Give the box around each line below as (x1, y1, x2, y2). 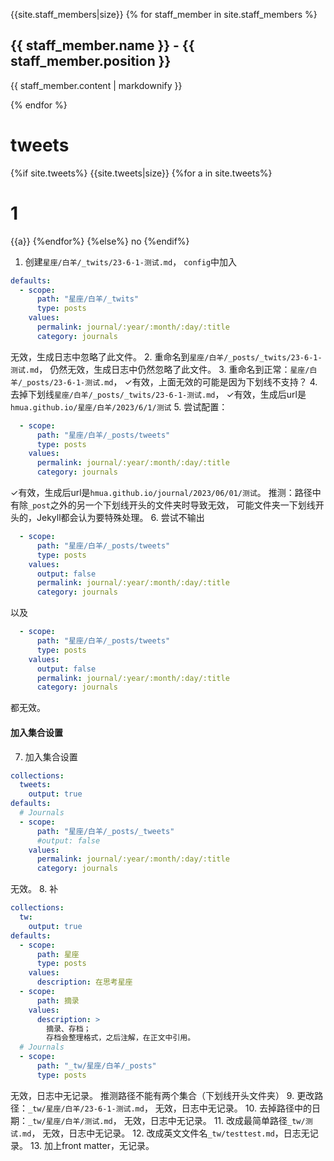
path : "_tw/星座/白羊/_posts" (36, 1061, 157, 1071)
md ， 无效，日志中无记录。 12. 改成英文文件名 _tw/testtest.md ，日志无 (22, 1127, 310, 1139)
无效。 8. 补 (10, 883, 59, 895)
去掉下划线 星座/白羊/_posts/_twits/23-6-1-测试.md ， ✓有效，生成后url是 (10, 388, 307, 400)
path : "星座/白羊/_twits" (36, 294, 140, 304)
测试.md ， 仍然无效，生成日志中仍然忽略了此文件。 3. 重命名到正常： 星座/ (10, 363, 310, 375)
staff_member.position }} (10, 53, 172, 70)
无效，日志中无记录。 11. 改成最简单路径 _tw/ (123, 1114, 306, 1126)
